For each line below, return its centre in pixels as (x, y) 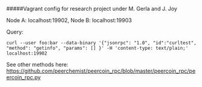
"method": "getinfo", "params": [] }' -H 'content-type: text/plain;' (97, 48)
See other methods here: (37, 64)
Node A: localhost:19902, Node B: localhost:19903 (69, 20)
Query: (15, 32)
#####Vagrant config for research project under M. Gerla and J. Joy (92, 9)
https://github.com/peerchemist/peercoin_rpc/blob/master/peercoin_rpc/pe (101, 71)
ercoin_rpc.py (24, 77)
